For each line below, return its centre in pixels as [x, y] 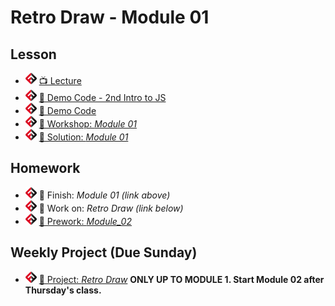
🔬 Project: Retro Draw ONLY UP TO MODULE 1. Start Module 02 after [181, 279]
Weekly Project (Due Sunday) [104, 252]
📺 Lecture [60, 80]
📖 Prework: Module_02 [85, 221]
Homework [45, 168]
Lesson [33, 54]
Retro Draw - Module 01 [110, 17]
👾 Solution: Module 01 [83, 137]
